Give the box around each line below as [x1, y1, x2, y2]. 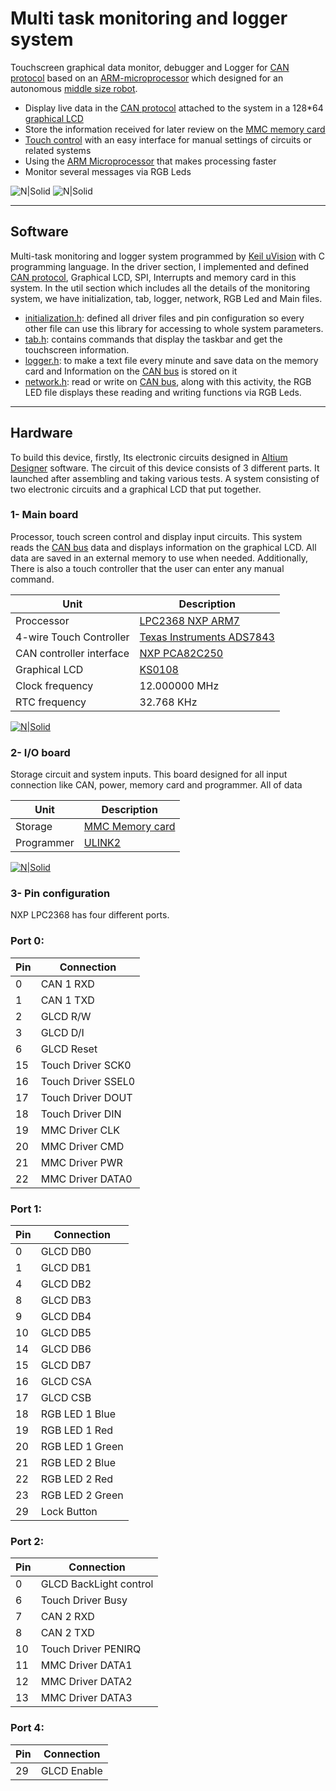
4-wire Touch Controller [15, 630, 130, 644]
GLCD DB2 [40, 1277, 92, 1291]
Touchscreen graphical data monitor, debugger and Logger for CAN [10, 61, 290, 73]
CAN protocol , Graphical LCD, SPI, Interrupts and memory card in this [10, 271, 297, 283]
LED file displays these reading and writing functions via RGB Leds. [24, 386, 302, 398]
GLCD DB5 [40, 1326, 92, 1340]
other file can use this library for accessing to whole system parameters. [24, 322, 324, 334]
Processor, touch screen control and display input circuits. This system [10, 530, 303, 542]
